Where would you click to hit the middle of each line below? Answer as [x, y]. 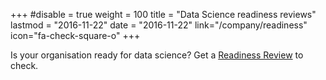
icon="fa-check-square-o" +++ [75, 35]
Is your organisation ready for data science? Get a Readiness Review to [157, 55]
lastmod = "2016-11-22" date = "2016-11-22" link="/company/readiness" [159, 25]
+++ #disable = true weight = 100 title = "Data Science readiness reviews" [163, 14]
